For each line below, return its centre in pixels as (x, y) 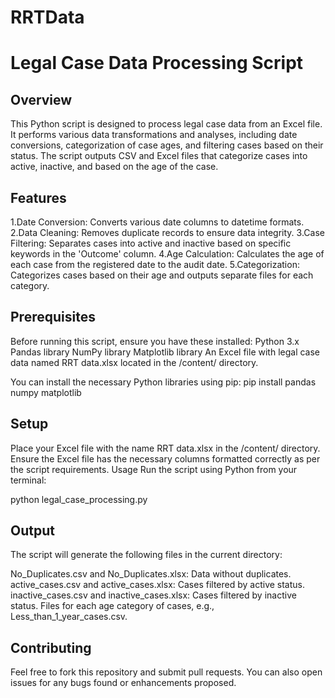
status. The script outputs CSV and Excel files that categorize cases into (159, 156)
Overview (41, 99)
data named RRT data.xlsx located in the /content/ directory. (134, 362)
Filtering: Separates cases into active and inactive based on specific (151, 243)
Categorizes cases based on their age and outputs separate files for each (162, 275)
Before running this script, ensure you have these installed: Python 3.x (155, 341)
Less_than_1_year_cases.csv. (69, 617)
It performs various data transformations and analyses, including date (154, 135)
